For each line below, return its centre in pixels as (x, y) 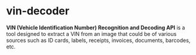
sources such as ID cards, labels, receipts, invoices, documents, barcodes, (98, 40)
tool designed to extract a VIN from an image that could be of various (91, 33)
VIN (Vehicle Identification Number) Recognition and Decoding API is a (96, 27)
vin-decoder (38, 11)
